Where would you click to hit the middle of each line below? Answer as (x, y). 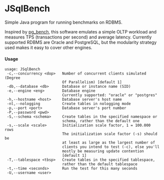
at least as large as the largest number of (108, 143)
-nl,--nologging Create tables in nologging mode (69, 104)
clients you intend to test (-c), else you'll (111, 147)
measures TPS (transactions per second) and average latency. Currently (78, 37)
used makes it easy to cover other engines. (48, 47)
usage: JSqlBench (22, 70)
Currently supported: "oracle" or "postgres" (110, 95)
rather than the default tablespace (100, 164)
